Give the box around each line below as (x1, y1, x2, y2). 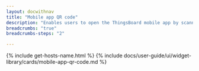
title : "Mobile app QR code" (6, 14, 78, 20)
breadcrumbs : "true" (6, 25, 57, 31)
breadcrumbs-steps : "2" (6, 31, 65, 37)
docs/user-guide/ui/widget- (123, 52, 191, 59)
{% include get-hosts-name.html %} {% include (6, 52, 123, 59)
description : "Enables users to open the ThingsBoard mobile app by (6, 20, 179, 25)
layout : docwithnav (6, 8, 54, 15)
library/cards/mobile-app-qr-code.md (6, 59, 98, 66)
